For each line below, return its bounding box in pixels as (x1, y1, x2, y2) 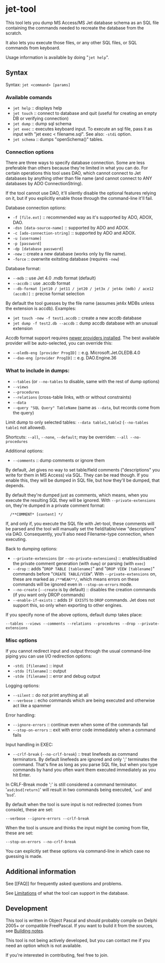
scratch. (5, 30, 23, 36)
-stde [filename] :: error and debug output (12, 673, 101, 679)
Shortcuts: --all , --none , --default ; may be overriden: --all (5, 434, 128, 440)
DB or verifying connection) (12, 115, 69, 121)
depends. (5, 482, 25, 488)
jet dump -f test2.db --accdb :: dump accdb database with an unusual (12, 320, 158, 326)
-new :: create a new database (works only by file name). (12, 251, 127, 257)
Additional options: (5, 448, 44, 454)
